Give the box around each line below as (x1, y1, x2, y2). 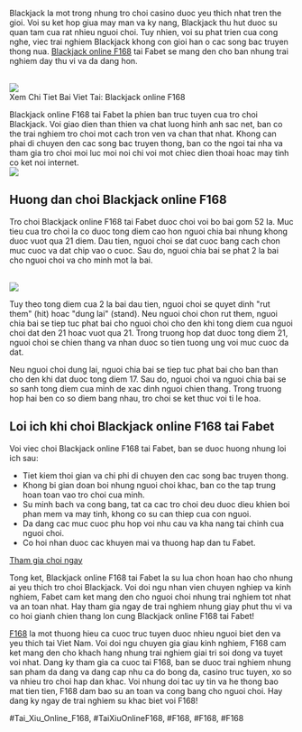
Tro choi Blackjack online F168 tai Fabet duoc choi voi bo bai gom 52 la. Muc (9, 216, 294, 227)
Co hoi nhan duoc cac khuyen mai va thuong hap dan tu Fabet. (22, 537, 256, 548)
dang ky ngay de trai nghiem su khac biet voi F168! (9, 695, 198, 706)
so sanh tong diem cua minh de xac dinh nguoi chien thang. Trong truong (9, 383, 282, 394)
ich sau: (9, 452, 39, 463)
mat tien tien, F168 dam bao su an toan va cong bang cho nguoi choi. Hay (9, 685, 283, 696)
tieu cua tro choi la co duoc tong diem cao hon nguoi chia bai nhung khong (9, 226, 288, 236)
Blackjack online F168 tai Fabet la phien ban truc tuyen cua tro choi (9, 109, 259, 120)
